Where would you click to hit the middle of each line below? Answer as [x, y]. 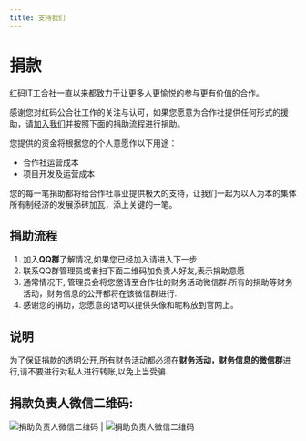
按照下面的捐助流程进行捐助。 [128, 123]
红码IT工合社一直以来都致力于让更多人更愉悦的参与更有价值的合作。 [137, 93]
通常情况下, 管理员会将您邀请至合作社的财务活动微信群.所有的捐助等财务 [158, 282]
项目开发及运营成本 [59, 173]
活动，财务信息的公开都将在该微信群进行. [100, 293]
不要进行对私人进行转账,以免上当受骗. [98, 372]
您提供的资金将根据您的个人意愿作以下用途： [93, 143]
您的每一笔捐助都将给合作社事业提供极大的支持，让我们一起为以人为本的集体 [153, 193]
